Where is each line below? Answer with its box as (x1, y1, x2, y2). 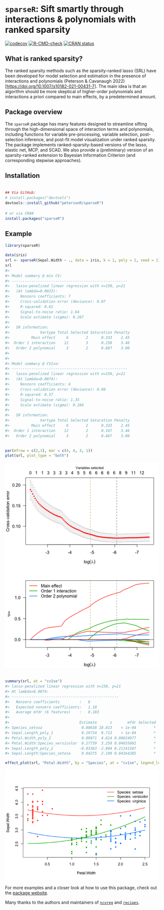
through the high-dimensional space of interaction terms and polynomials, (5, 126, 154, 132)
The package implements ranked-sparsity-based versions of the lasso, (5, 142, 148, 147)
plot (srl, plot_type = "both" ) (5, 453, 69, 458)
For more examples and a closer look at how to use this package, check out (5, 885, 157, 891)
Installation (5, 171, 40, 180)
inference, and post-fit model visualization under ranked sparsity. (24, 136, 156, 143)
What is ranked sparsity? (5, 55, 83, 63)
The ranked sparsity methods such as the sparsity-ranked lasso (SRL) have (5, 68, 157, 73)
